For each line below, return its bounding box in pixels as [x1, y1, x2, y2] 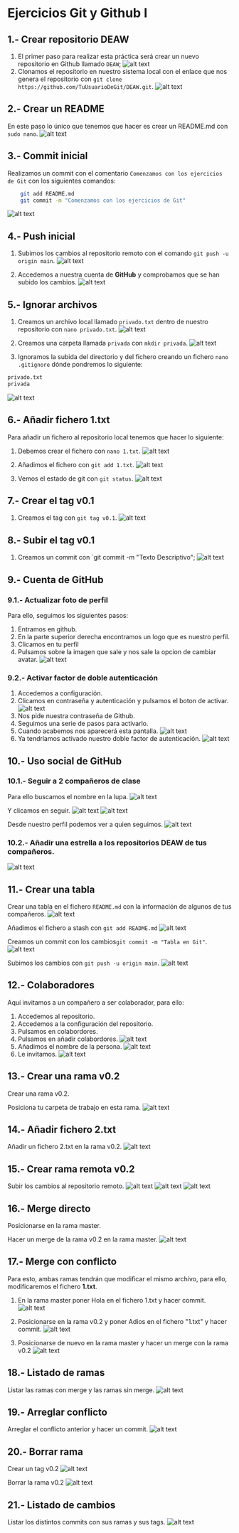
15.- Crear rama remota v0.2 [7, 1163, 135, 1175]
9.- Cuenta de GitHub [7, 574, 104, 586]
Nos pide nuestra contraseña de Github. [17, 712, 135, 720]
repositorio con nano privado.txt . [17, 325, 117, 333]
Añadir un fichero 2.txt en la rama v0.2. [7, 1143, 122, 1151]
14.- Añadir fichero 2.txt [7, 1123, 116, 1136]
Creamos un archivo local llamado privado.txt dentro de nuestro [17, 318, 208, 326]
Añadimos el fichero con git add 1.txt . [17, 460, 135, 469]
